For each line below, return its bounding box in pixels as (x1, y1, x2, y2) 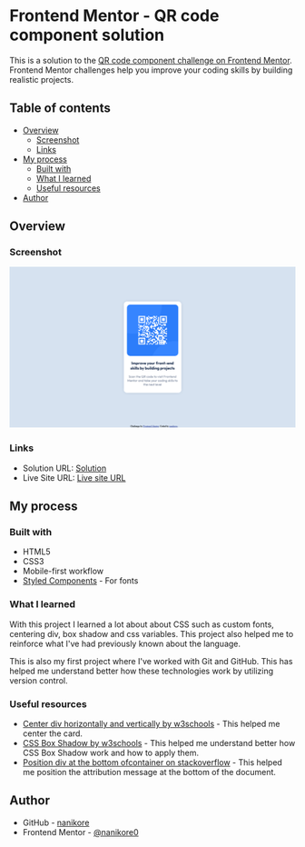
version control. (9, 674, 68, 686)
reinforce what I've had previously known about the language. (9, 638, 241, 649)
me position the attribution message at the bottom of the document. (22, 767, 277, 778)
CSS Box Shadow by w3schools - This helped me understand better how (22, 738, 296, 749)
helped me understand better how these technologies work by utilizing (9, 665, 274, 676)
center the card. (22, 728, 84, 739)
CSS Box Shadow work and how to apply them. (22, 747, 200, 759)
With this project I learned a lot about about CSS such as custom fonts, (9, 619, 274, 630)
